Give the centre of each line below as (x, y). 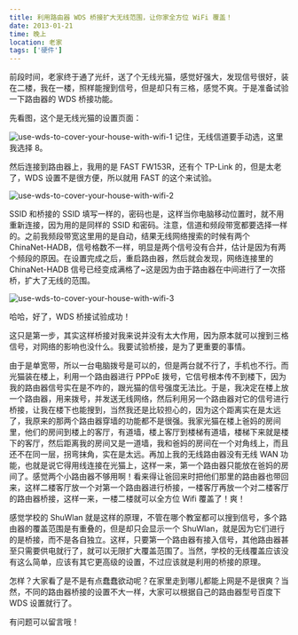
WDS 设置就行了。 (43, 603)
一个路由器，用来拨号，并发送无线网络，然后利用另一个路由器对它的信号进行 (149, 399)
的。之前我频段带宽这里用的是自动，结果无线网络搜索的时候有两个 (129, 236)
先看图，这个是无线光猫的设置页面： (75, 118)
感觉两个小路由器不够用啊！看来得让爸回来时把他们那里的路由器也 (153, 477)
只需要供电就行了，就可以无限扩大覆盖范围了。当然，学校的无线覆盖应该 (149, 551)
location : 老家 (36, 42)
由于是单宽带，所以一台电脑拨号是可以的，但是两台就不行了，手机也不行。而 (149, 366)
